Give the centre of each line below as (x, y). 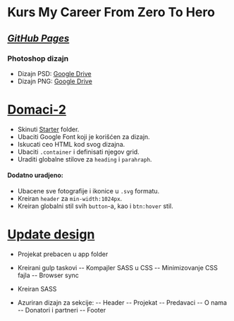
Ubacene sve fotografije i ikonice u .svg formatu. (88, 191)
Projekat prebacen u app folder (63, 254)
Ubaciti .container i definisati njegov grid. (78, 152)
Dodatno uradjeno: (35, 175)
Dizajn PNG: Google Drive (55, 81)
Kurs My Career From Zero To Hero (111, 12)
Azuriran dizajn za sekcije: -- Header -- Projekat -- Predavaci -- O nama (122, 302)
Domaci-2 (37, 110)
